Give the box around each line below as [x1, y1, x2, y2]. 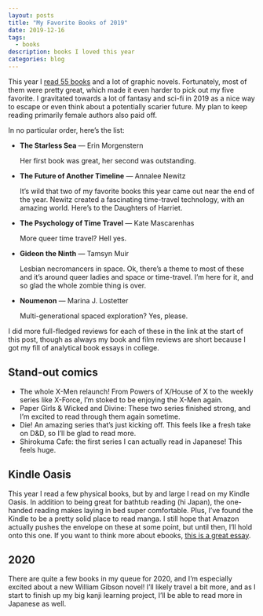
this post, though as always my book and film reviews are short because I [8, 335, 246, 344]
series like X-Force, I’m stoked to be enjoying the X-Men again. [19, 394, 224, 405]
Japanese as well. [8, 599, 67, 609]
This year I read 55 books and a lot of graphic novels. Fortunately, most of [8, 76, 247, 86]
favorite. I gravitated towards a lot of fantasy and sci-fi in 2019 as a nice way [8, 93, 255, 103]
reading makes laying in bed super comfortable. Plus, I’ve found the [34, 505, 254, 515]
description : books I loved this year [8, 48, 135, 56]
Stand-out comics [8, 366, 98, 379]
